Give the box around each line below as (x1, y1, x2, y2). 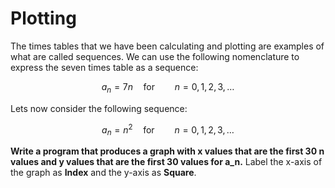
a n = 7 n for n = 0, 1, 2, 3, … (101, 80, 235, 95)
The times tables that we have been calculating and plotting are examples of (10, 40, 325, 52)
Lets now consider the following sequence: (10, 102, 188, 114)
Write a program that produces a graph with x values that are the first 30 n (10, 145, 325, 157)
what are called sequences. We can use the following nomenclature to (10, 50, 300, 62)
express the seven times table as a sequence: (10, 61, 199, 73)
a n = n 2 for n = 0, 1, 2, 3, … (101, 122, 235, 138)
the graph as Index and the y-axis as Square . (10, 167, 197, 179)
